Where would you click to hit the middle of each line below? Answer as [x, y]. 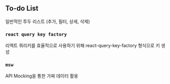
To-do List [22, 8]
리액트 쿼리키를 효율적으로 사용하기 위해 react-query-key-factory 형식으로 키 [83, 46]
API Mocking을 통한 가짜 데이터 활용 [42, 76]
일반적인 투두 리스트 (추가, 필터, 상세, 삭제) [48, 21]
